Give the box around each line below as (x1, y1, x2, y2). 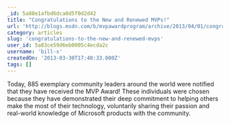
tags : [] (7, 61, 32, 68)
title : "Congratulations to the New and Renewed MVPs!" (7, 16, 170, 23)
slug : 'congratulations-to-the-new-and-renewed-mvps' (7, 36, 164, 42)
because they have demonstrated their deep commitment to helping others (7, 94, 219, 103)
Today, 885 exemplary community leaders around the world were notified (7, 79, 214, 88)
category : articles (7, 29, 63, 36)
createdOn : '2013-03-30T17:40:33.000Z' (7, 55, 121, 62)
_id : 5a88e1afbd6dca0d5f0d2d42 (7, 10, 97, 17)
